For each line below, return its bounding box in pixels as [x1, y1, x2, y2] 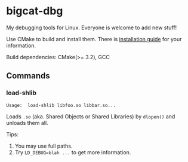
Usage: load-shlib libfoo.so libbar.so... [6, 102, 116, 108]
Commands [6, 71, 51, 81]
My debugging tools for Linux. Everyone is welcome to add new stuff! [6, 24, 177, 31]
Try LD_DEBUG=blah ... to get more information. [14, 148, 131, 156]
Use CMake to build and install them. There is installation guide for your [6, 35, 182, 42]
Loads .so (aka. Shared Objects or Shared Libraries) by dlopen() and [6, 112, 175, 120]
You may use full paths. [14, 142, 73, 149]
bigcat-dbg [6, 4, 63, 18]
